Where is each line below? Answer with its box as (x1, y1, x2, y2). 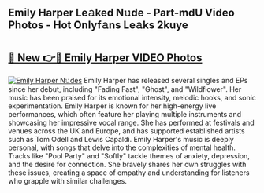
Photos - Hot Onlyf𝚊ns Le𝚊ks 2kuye (8, 19, 189, 32)
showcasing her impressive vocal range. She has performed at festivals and (8, 118, 255, 127)
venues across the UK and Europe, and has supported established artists (8, 126, 246, 136)
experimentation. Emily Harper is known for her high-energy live (8, 101, 217, 111)
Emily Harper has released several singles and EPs (84, 76, 248, 85)
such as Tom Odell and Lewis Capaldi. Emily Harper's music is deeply (8, 135, 234, 144)
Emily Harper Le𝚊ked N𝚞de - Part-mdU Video (8, 6, 235, 20)
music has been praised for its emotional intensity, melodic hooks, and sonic (8, 93, 256, 102)
